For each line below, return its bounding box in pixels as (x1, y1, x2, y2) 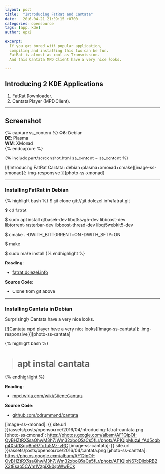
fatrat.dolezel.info (12, 269, 48, 275)
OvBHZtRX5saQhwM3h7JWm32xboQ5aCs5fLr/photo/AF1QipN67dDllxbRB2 (5, 458, 158, 464)
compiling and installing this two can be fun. (9, 48, 109, 53)
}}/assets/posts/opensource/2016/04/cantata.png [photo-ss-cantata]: (5, 448, 147, 454)
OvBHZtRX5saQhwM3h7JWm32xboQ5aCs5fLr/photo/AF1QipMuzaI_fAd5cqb (5, 437, 160, 443)
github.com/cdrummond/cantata (12, 412, 79, 418)
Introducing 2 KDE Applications (5, 79, 103, 88)
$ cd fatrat (5, 207, 27, 213)
